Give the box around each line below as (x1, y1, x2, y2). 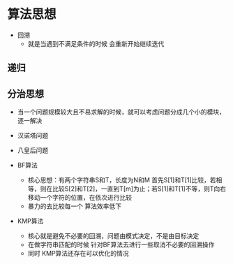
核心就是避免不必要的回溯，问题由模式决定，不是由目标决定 (27, 232, 200, 240)
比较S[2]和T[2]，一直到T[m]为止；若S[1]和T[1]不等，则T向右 (52, 184, 227, 193)
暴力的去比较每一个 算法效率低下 (27, 202, 122, 210)
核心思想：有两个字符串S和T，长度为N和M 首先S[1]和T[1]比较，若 (27, 176, 216, 184)
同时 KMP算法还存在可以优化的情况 (27, 249, 129, 258)
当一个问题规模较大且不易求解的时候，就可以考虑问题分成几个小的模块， (17, 108, 225, 116)
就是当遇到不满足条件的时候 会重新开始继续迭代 (27, 39, 165, 47)
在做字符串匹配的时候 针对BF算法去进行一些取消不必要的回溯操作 (27, 240, 215, 249)
